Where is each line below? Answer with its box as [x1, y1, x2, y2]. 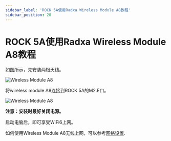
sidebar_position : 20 [5, 12, 52, 17]
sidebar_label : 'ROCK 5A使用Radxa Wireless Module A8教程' [5, 7, 131, 13]
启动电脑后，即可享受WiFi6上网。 [5, 119, 76, 126]
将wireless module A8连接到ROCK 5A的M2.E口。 [5, 88, 109, 94]
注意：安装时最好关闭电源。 [5, 108, 64, 114]
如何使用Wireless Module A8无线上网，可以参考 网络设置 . [5, 130, 125, 136]
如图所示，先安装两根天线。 [5, 67, 64, 73]
